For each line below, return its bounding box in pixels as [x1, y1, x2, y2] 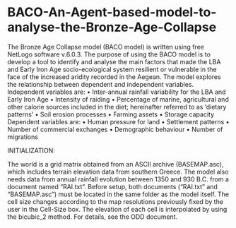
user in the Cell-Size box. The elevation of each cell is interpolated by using [7, 205, 228, 213]
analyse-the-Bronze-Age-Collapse [7, 19, 217, 35]
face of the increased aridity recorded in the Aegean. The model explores [7, 72, 221, 81]
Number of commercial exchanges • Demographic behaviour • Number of [7, 125, 223, 133]
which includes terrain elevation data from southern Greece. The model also [7, 167, 229, 176]
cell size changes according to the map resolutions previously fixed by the [7, 197, 224, 205]
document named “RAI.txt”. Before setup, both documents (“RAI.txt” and [7, 182, 218, 191]
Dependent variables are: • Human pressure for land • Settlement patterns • [7, 117, 230, 126]
